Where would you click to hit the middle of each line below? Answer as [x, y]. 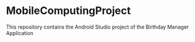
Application [20, 33]
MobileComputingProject [69, 11]
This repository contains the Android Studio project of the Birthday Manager [97, 27]
